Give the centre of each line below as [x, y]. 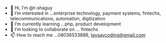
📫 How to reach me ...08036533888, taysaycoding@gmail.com [78, 35]
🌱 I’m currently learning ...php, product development [66, 24]
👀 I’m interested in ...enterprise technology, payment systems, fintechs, [85, 13]
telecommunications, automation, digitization [58, 18]
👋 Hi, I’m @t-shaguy [31, 8]
